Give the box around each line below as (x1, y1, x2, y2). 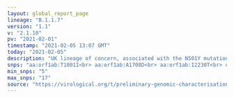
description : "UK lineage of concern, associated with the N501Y (7, 55, 201, 62)
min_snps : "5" (7, 68, 49, 75)
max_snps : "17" (7, 74, 52, 81)
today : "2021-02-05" (7, 49, 68, 56)
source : (7, 81, 30, 88)
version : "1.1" (7, 23, 52, 30)
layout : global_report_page (7, 10, 89, 17)
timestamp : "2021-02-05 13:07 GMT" (7, 42, 111, 49)
